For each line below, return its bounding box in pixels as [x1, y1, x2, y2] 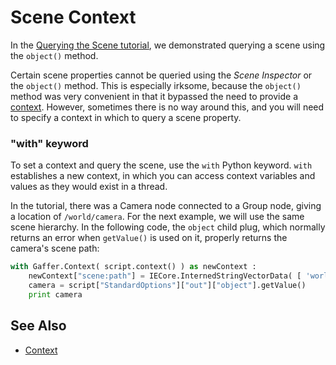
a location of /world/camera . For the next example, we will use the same [10, 211, 305, 223]
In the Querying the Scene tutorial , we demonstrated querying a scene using [10, 39, 326, 51]
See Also [10, 317, 67, 335]
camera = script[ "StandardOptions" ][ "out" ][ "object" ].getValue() [28, 280, 307, 290]
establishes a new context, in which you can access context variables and [10, 170, 316, 182]
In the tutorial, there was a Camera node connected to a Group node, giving [10, 200, 322, 212]
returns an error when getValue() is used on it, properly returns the [10, 232, 288, 244]
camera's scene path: [10, 242, 100, 255]
